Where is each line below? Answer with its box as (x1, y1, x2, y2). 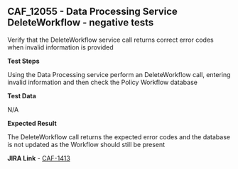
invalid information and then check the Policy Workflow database (7, 78, 198, 86)
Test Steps (7, 57, 40, 65)
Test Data (7, 91, 37, 100)
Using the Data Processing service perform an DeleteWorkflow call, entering (7, 70, 231, 78)
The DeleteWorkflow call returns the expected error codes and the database (7, 132, 231, 141)
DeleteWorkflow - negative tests (7, 17, 154, 29)
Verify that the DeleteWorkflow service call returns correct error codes (7, 35, 215, 44)
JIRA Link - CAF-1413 (7, 153, 71, 162)
